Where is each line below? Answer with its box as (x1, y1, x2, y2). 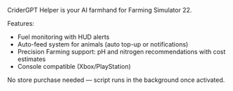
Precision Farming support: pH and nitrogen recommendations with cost (17, 48, 226, 56)
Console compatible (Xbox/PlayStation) (17, 63, 132, 70)
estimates (17, 55, 46, 63)
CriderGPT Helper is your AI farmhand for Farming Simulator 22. (7, 6, 192, 14)
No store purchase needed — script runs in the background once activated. (7, 76, 225, 84)
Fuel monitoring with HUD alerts (17, 33, 110, 41)
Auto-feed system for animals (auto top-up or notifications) (17, 40, 189, 48)
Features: (7, 19, 35, 27)
